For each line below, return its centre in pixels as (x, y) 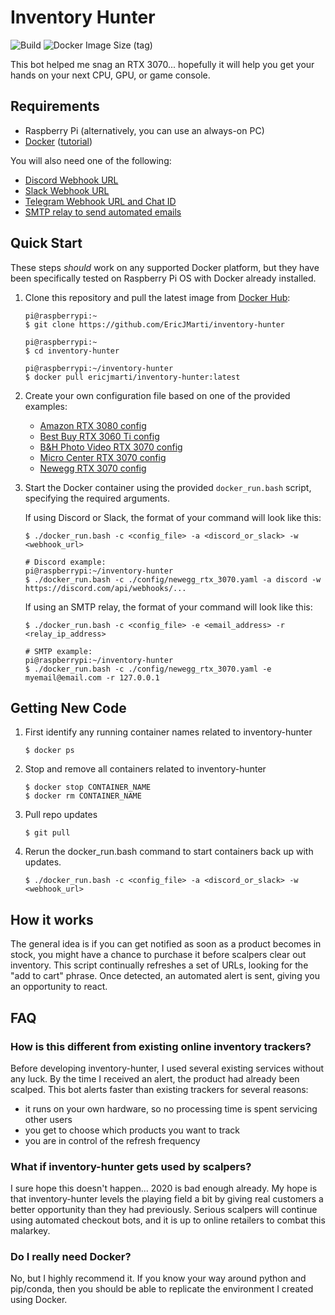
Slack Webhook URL (67, 190)
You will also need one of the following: (91, 160)
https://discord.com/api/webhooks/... (105, 588)
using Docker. (39, 1300)
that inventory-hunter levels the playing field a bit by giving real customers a (167, 1199)
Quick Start (46, 243)
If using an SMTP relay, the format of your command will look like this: (168, 607)
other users (48, 1119)
